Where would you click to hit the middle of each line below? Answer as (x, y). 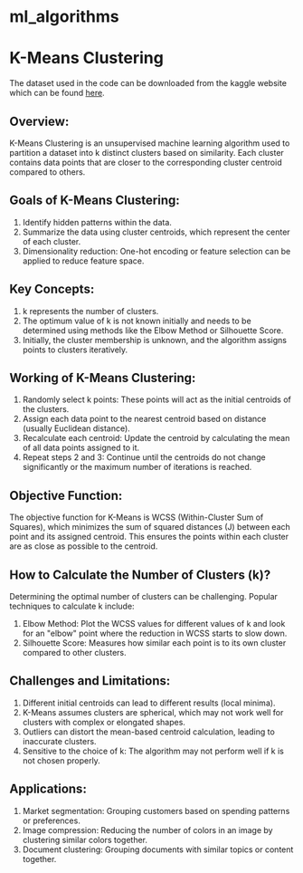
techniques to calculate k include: (72, 606)
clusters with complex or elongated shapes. (104, 722)
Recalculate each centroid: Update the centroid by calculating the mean (156, 438)
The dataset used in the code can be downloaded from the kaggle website (148, 83)
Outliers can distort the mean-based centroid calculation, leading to (149, 732)
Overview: (39, 121)
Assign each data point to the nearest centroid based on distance (144, 419)
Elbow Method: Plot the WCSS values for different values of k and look (154, 624)
